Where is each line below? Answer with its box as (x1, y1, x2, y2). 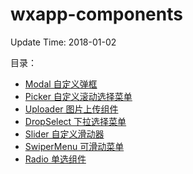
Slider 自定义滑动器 (24, 128, 105, 140)
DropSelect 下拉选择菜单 (24, 115, 127, 127)
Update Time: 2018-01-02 (10, 36, 117, 48)
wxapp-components (10, 3, 183, 26)
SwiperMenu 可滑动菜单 (24, 140, 125, 152)
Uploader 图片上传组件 (24, 103, 119, 115)
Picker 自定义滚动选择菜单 (24, 90, 133, 102)
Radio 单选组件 (24, 153, 87, 165)
